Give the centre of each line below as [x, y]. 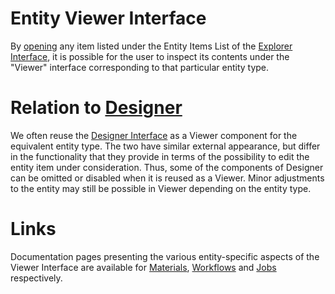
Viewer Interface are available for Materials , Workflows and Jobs [143, 267]
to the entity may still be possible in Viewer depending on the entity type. [161, 188]
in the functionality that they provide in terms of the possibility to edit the [160, 156]
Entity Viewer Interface [108, 18]
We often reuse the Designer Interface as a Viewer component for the [154, 135]
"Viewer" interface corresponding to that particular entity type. [140, 67]
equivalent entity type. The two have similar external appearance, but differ [165, 146]
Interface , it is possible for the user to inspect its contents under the [150, 56]
